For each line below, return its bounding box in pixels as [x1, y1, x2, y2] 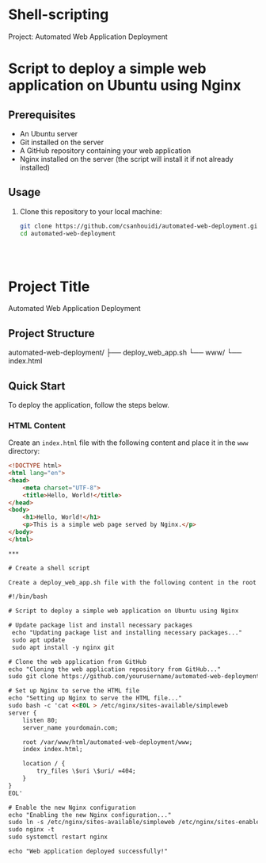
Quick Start [8, 379, 66, 393]
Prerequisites [8, 108, 76, 121]
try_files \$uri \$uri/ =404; [36, 767, 136, 775]
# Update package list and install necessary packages [8, 621, 193, 630]
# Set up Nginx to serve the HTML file [8, 687, 140, 695]
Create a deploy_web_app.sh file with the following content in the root [8, 578, 257, 586]
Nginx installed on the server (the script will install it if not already [19, 154, 234, 163]
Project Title [8, 278, 90, 295]
